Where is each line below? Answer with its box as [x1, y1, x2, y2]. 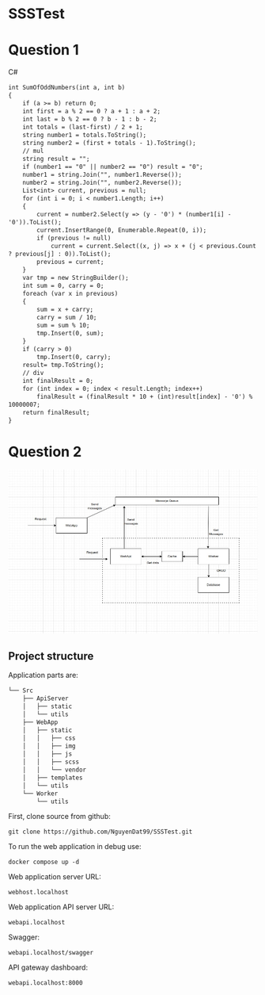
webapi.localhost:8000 [8, 979, 83, 987]
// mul [22, 147, 44, 155]
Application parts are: [8, 671, 79, 680]
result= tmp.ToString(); [22, 362, 104, 369]
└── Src [8, 687, 34, 695]
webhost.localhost [8, 889, 69, 897]
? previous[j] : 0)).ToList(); [8, 251, 112, 258]
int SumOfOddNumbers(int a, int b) [8, 84, 126, 92]
